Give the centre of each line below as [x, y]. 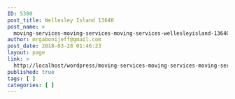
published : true [31, 72]
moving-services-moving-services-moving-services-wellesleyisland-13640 [122, 33]
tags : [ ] [22, 78]
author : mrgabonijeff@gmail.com [54, 40]
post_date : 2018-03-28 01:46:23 [54, 46]
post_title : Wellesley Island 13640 [60, 20]
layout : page [26, 53]
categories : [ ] [31, 85]
